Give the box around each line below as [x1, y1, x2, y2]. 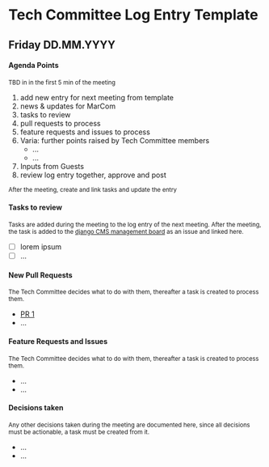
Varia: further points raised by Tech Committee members [19, 135, 210, 145]
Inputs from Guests [19, 161, 85, 171]
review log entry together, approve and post [19, 170, 167, 180]
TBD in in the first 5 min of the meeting [8, 79, 116, 87]
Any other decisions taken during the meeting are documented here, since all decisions [8, 421, 250, 429]
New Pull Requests [8, 270, 73, 280]
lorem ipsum [19, 241, 62, 252]
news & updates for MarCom [19, 101, 116, 111]
